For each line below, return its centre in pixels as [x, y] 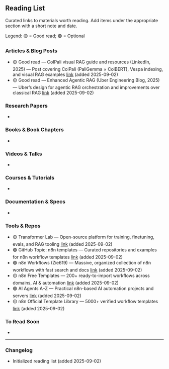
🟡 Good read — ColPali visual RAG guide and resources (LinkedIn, [81, 62]
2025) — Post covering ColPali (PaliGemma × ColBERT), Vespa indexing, [88, 69]
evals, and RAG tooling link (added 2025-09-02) [62, 244]
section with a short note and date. [41, 26]
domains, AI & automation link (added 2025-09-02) [66, 283]
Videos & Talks [24, 154]
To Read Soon [22, 321]
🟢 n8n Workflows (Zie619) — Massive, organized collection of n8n [82, 262]
